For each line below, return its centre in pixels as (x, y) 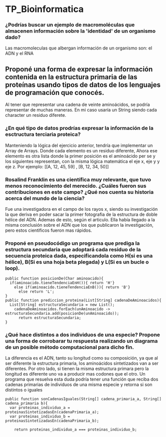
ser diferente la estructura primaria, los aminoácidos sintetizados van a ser (82, 364)
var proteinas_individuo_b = (40, 417)
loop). (12, 268)
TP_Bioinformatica (44, 9)
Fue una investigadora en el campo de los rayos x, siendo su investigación (82, 209)
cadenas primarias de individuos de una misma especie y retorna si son (79, 385)
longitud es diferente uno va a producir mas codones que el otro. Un (75, 374)
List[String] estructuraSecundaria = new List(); (62, 305)
